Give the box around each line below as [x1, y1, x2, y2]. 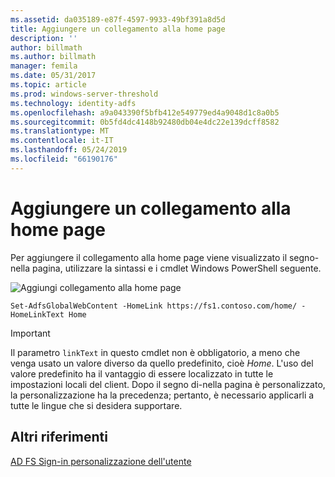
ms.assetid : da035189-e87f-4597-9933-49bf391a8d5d [10, 14, 226, 25]
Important [10, 327, 51, 339]
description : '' [10, 33, 78, 43]
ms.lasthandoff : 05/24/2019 [10, 145, 128, 155]
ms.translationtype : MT [10, 126, 110, 136]
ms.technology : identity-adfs [10, 98, 137, 108]
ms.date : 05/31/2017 [10, 71, 97, 81]
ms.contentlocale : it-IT [10, 136, 114, 146]
